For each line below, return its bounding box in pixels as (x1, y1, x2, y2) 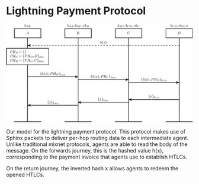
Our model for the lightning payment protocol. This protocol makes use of (6, 128, 185, 135)
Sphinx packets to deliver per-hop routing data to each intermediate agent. (6, 134, 188, 141)
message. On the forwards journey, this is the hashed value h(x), (6, 147, 164, 154)
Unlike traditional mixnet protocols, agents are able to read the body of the (6, 141, 188, 148)
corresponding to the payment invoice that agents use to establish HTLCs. (6, 153, 188, 160)
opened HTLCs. (6, 171, 44, 178)
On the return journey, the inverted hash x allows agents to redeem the (6, 164, 179, 172)
